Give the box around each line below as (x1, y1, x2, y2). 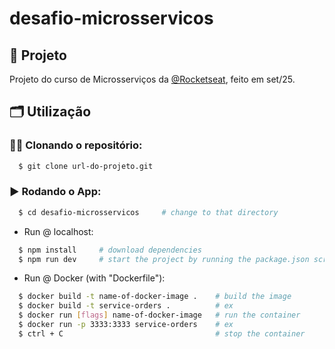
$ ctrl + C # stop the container (18, 328, 306, 339)
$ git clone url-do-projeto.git (18, 161, 154, 171)
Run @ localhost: (23, 225, 94, 237)
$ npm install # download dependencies (18, 245, 202, 255)
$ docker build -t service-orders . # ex (18, 301, 234, 311)
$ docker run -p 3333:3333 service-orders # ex (18, 320, 234, 330)
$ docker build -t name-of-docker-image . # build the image (18, 292, 292, 302)
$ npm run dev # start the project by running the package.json (18, 254, 310, 264)
